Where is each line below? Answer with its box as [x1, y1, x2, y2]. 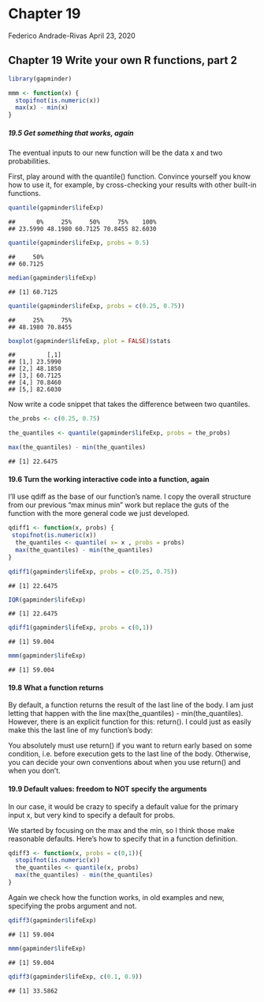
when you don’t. [8, 766, 61, 775]
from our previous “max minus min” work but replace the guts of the [8, 500, 229, 510]
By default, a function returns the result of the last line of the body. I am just [8, 700, 254, 710]
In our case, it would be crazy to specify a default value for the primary [8, 801, 239, 811]
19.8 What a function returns [8, 683, 104, 692]
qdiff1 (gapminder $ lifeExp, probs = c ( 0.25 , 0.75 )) [8, 567, 178, 575]
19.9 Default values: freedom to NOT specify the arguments [8, 784, 207, 793]
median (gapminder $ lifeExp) [8, 273, 97, 281]
